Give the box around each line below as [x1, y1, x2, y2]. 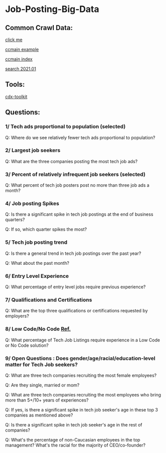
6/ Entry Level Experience [5, 272, 69, 279]
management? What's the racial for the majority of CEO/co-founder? [5, 442, 146, 448]
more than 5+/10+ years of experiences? [5, 397, 89, 403]
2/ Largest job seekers [5, 147, 61, 154]
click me [5, 37, 22, 43]
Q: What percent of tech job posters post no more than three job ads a [5, 182, 150, 188]
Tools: [5, 80, 25, 89]
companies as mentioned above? [5, 412, 73, 418]
